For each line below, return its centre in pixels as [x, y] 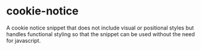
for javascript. [24, 40]
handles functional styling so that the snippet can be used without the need [101, 34]
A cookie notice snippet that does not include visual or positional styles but [100, 28]
